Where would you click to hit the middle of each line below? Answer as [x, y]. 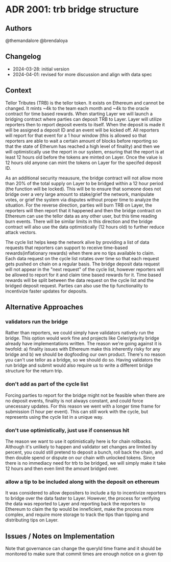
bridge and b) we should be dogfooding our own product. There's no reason [86, 354]
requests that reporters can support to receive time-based [67, 248]
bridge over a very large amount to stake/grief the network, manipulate [80, 194]
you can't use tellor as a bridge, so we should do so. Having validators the [83, 360]
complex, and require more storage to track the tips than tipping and [77, 514]
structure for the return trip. [34, 371]
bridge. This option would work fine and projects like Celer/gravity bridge [82, 338]
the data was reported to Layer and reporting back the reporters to [75, 504]
